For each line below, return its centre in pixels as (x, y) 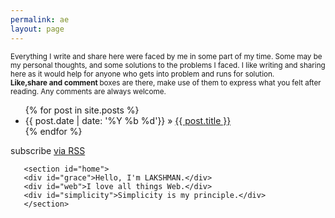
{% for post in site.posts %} (82, 110)
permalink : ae (40, 19)
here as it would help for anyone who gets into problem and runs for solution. (142, 74)
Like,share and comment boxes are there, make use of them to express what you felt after (166, 82)
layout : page (37, 29)
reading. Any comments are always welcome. (88, 91)
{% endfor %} (53, 131)
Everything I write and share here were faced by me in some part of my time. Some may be (166, 56)
